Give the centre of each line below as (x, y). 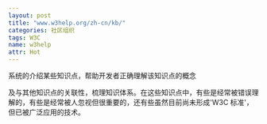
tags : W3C (25, 38)
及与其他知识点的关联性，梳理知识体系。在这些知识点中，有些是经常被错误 (130, 92)
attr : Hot (25, 52)
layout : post (30, 15)
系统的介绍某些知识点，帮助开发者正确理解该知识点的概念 (102, 75)
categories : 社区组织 (42, 30)
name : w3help (30, 45)
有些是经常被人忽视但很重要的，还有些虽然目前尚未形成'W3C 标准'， (141, 102)
